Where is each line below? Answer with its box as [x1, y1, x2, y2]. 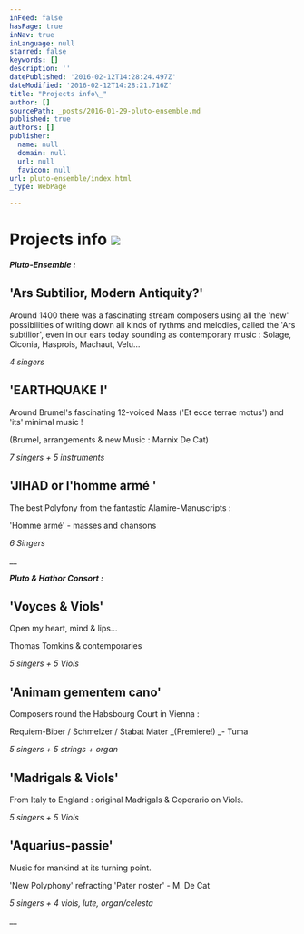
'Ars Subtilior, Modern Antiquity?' [9, 285, 204, 301]
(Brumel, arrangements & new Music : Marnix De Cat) [9, 433, 209, 445]
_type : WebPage [9, 183, 67, 192]
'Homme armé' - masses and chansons [9, 520, 157, 531]
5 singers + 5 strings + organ [9, 744, 119, 755]
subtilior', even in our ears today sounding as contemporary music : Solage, [9, 329, 292, 340]
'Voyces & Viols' [9, 599, 104, 614]
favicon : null [17, 165, 71, 174]
